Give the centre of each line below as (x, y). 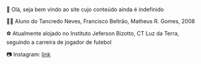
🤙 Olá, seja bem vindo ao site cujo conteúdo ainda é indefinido (85, 9)
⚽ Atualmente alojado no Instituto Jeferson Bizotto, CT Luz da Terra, (93, 33)
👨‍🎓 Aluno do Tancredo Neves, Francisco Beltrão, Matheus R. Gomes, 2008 (100, 21)
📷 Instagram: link (28, 54)
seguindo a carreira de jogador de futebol (59, 42)
